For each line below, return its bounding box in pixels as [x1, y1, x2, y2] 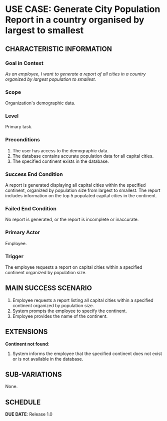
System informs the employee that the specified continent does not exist [12, 351, 162, 357]
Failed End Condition [5, 205, 56, 212]
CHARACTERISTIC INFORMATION [5, 44, 112, 53]
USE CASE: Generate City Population [5, 3, 160, 15]
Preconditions [5, 136, 40, 143]
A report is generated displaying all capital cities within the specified [5, 182, 146, 188]
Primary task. [5, 124, 32, 130]
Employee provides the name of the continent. [12, 313, 108, 319]
